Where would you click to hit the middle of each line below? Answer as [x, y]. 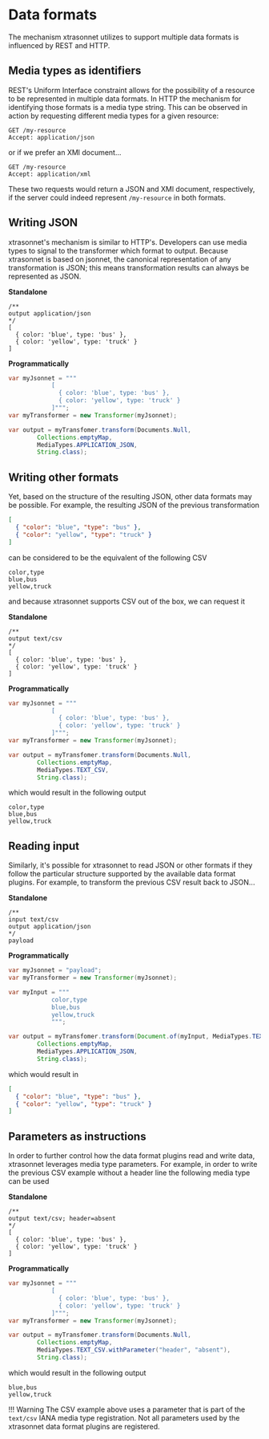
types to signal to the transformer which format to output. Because [118, 250]
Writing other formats [63, 477]
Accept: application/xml [50, 174]
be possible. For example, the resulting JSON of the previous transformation [134, 505]
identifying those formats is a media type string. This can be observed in [128, 107]
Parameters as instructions [77, 1136]
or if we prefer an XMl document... [65, 152]
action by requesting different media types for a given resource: [114, 116]
